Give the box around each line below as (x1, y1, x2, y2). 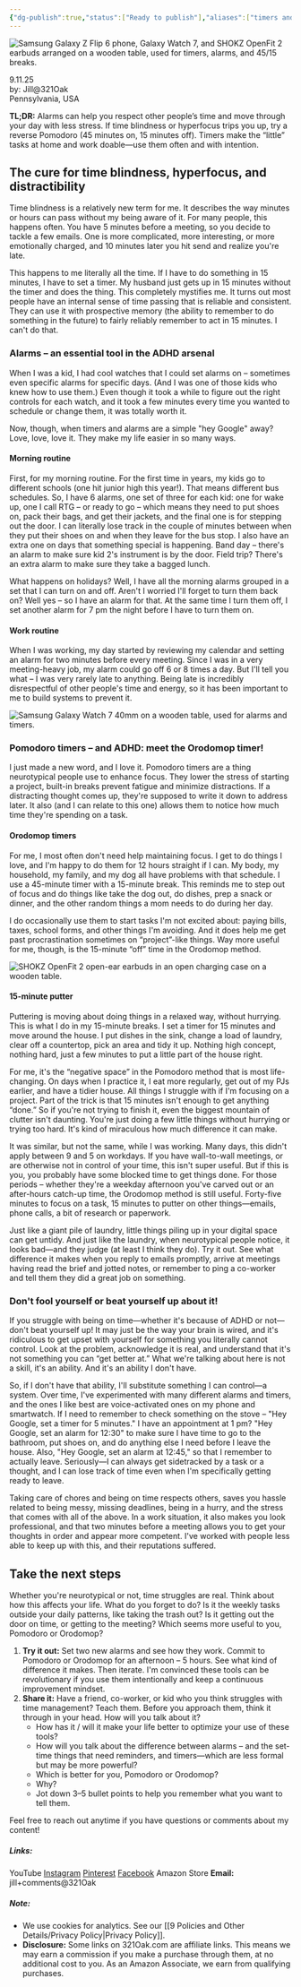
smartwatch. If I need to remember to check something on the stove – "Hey (9, 1408, 288, 1420)
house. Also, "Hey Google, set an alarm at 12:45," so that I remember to (9, 1447, 272, 1458)
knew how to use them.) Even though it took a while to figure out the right (9, 386, 280, 397)
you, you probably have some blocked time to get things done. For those (9, 1169, 278, 1180)
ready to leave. (9, 1475, 64, 1486)
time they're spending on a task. (9, 810, 128, 821)
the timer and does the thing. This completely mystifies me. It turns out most (9, 287, 291, 297)
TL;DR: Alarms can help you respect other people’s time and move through (9, 110, 286, 121)
